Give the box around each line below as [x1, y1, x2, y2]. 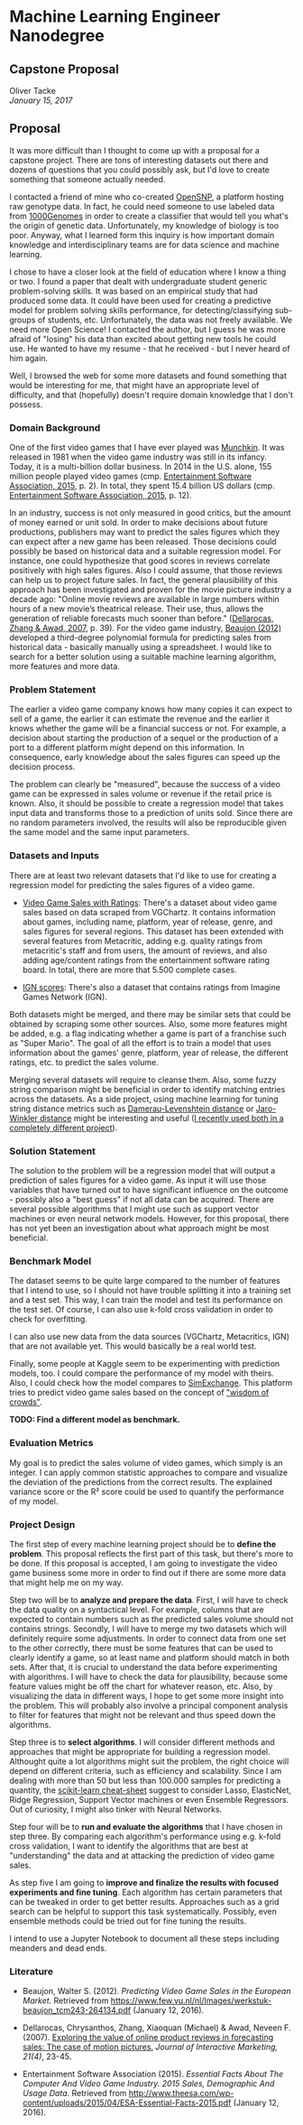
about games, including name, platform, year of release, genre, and [22, 916, 273, 927]
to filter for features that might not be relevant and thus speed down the [9, 1709, 276, 1721]
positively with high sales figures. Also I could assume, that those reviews [9, 565, 283, 576]
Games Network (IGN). [22, 991, 108, 1002]
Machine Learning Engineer [9, 6, 221, 27]
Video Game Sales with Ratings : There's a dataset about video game [22, 896, 278, 908]
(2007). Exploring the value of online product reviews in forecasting [22, 2032, 274, 2043]
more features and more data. [9, 661, 120, 672]
